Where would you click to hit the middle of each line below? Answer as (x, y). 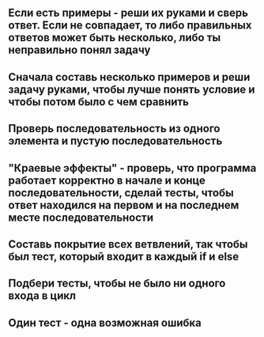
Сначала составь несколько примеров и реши (129, 77)
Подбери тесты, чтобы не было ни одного (117, 284)
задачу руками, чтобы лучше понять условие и (132, 89)
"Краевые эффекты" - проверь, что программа (132, 168)
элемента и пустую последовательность (115, 141)
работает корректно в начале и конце (107, 180)
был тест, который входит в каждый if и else (124, 256)
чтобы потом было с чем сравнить (99, 102)
